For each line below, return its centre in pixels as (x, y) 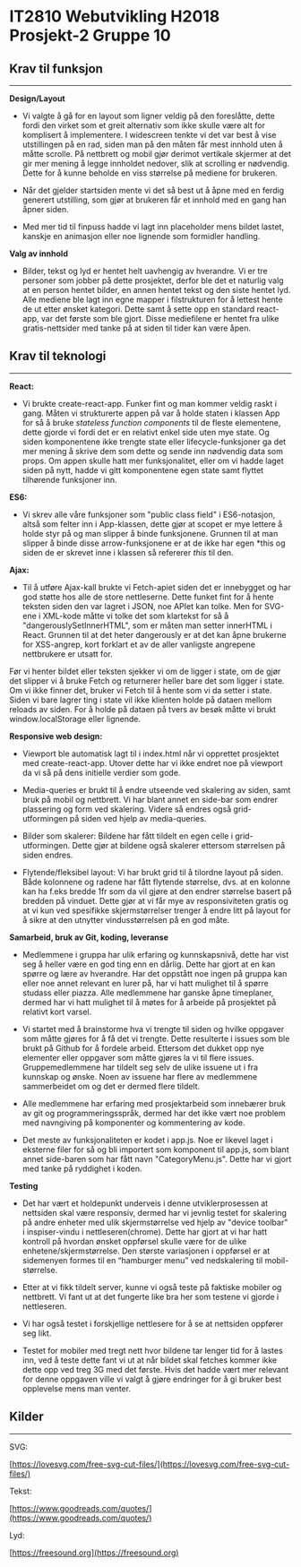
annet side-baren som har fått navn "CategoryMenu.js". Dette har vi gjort (157, 1158)
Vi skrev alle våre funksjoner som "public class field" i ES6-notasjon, (149, 514)
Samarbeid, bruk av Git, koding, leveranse (89, 937)
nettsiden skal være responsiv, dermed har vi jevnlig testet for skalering (154, 1212)
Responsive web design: (56, 736)
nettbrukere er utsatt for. (68, 654)
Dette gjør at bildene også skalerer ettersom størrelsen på (178, 845)
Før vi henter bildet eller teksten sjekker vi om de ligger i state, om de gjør (145, 671)
